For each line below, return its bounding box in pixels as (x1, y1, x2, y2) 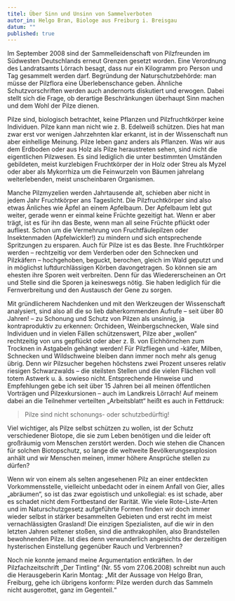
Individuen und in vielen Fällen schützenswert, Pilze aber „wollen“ (7, 329, 197, 338)
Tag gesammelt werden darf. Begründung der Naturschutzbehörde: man (7, 72, 217, 80)
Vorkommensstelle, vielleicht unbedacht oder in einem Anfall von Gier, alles (7, 483, 225, 491)
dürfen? (7, 462, 30, 470)
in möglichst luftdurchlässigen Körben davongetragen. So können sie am (7, 263, 217, 272)
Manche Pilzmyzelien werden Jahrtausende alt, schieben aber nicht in (7, 189, 210, 197)
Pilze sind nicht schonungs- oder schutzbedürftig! (24, 410, 170, 419)
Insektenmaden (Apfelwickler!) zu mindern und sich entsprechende (7, 234, 202, 242)
